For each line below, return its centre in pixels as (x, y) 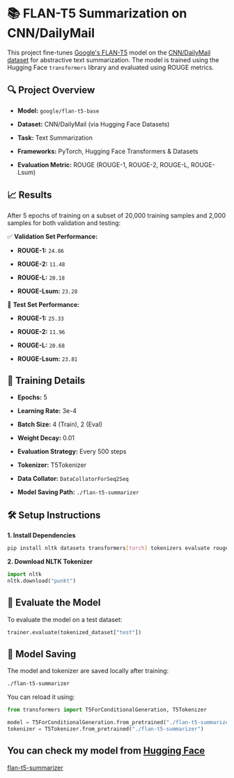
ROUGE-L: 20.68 (41, 345)
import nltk (24, 575)
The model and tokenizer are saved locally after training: (88, 671)
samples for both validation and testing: (64, 223)
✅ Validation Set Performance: (53, 236)
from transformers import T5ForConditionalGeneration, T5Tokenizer (107, 710)
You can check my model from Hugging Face (106, 751)
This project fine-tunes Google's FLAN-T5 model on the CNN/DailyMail (109, 52)
